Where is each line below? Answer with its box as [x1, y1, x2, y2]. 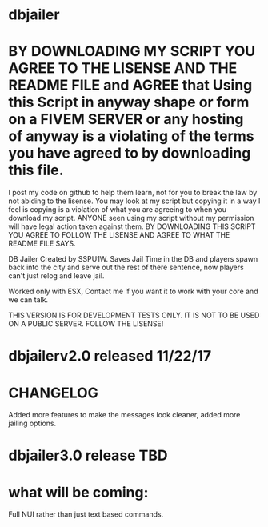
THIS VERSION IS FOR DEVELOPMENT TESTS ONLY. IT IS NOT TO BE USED [8, 310, 260, 321]
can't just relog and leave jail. [8, 271, 105, 281]
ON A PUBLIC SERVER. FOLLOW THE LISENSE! [8, 319, 164, 329]
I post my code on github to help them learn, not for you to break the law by [8, 188, 258, 198]
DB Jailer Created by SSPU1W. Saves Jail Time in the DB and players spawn [8, 254, 258, 264]
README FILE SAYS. [8, 238, 76, 249]
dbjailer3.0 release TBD [8, 446, 168, 465]
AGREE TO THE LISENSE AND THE [8, 59, 238, 78]
